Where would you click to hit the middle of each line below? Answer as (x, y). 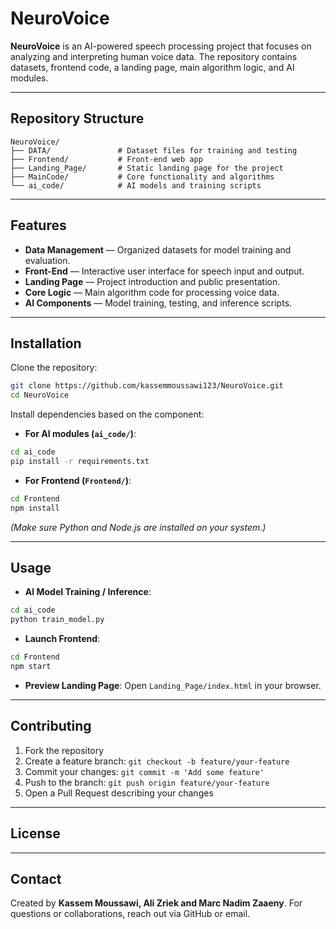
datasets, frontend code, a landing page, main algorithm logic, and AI (152, 67)
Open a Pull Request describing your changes (119, 793)
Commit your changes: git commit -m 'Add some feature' (144, 771)
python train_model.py (57, 620)
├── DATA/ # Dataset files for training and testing (154, 150)
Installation (46, 343)
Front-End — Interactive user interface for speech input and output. (164, 271)
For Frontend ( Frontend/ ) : (78, 480)
